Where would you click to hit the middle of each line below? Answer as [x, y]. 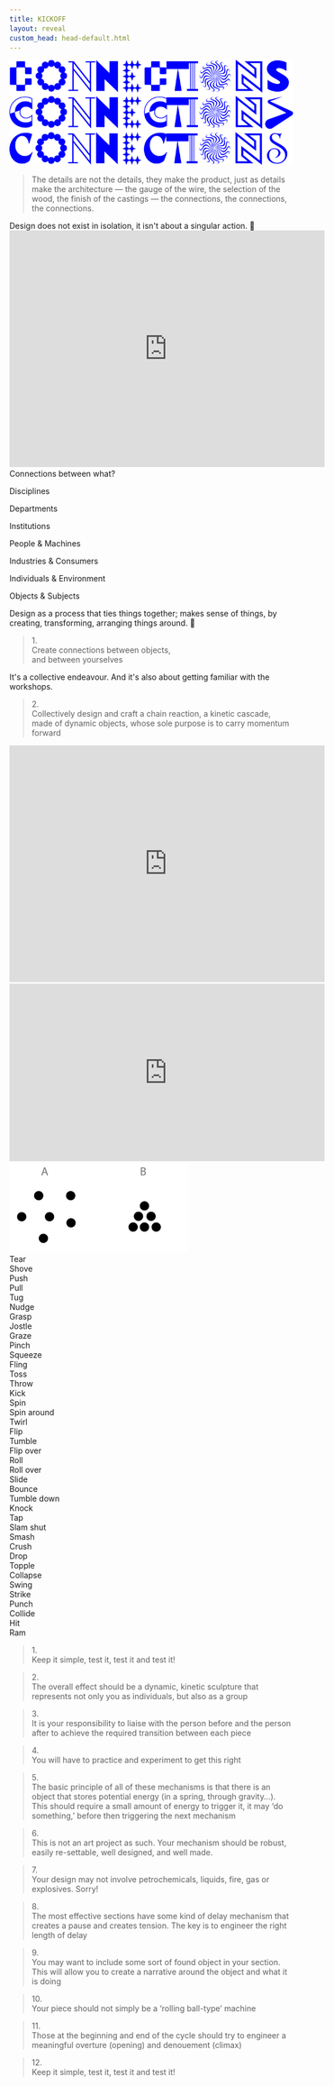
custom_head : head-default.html [70, 38]
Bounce [24, 1488]
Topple [23, 1565]
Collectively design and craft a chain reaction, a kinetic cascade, [151, 713]
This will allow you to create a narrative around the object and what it [159, 1972]
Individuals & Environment [58, 578]
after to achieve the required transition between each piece [141, 1733]
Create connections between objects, [101, 650]
